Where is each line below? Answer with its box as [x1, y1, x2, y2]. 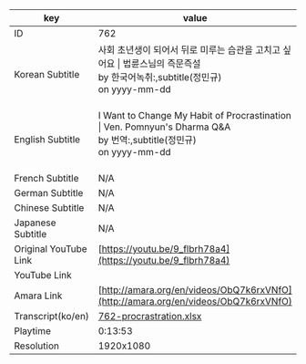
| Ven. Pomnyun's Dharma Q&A [97, 120, 231, 133]
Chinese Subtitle [14, 202, 85, 213]
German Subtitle [14, 187, 84, 199]
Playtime [14, 325, 52, 337]
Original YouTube [14, 243, 88, 255]
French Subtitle [14, 172, 79, 184]
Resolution [14, 339, 59, 352]
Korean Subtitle [14, 68, 80, 80]
